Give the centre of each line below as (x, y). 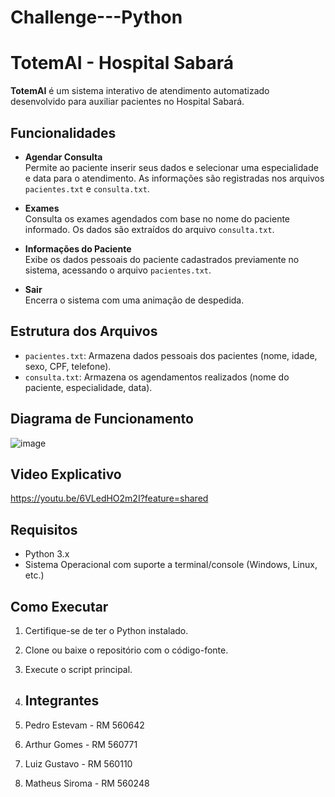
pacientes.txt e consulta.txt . (87, 188)
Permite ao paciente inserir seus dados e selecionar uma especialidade (171, 167)
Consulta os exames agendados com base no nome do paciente (157, 218)
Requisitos (44, 529)
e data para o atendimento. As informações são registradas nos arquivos (174, 178)
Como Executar (59, 606)
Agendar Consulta (63, 157)
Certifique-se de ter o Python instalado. (106, 630)
